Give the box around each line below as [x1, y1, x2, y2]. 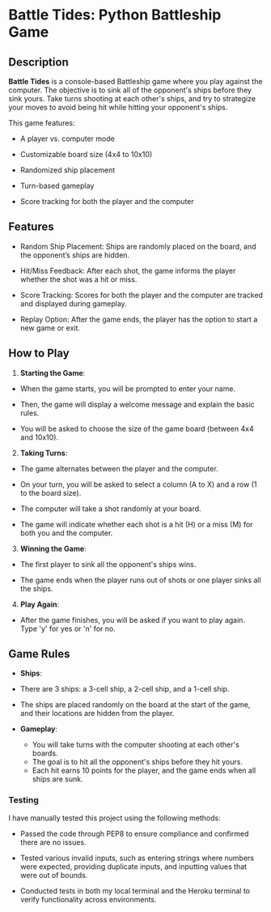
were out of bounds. [19, 870, 88, 880]
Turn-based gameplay [19, 181, 95, 190]
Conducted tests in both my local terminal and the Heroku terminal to [19, 885, 251, 896]
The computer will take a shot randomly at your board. [19, 504, 201, 514]
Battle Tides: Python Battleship [8, 6, 222, 24]
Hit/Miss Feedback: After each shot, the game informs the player [19, 266, 236, 275]
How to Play [8, 347, 70, 360]
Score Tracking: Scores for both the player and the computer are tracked [19, 290, 263, 300]
